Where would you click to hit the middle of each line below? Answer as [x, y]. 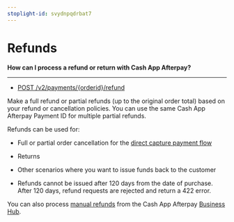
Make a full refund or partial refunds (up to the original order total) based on [116, 101]
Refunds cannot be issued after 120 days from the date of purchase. [115, 183]
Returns [29, 156]
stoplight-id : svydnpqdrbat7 [49, 14]
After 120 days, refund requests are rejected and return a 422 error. [114, 190]
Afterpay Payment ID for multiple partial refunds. [77, 116]
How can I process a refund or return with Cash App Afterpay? [99, 68]
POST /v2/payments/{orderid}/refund [71, 87]
